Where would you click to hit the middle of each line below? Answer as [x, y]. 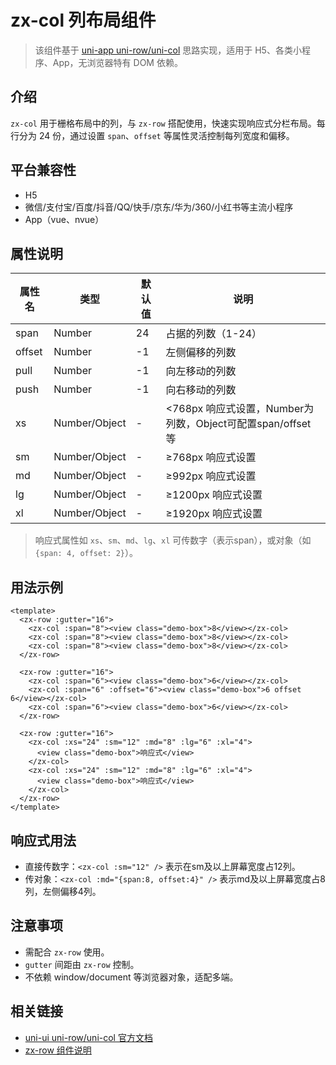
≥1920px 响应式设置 [214, 514]
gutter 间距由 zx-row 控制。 [82, 964]
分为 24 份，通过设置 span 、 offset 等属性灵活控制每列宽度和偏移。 [156, 135]
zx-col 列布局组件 [83, 20]
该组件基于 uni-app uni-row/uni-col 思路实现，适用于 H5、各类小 [168, 50]
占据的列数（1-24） [214, 334]
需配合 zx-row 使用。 [67, 952]
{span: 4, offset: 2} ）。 [86, 553]
